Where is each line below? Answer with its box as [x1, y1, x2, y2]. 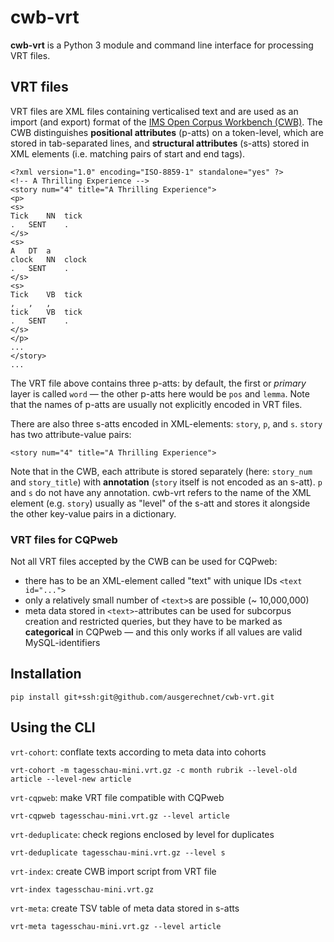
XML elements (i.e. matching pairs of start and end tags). [10, 147, 246, 160]
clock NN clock [10, 254, 87, 265]
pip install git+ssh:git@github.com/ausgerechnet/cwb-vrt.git [10, 692, 275, 702]
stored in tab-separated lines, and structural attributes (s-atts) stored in [10, 137, 310, 149]
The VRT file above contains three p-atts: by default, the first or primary [10, 377, 307, 389]
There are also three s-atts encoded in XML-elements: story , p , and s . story [10, 417, 323, 430]
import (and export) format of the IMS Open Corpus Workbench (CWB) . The [10, 116, 323, 128]
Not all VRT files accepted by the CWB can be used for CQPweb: [10, 556, 278, 568]
